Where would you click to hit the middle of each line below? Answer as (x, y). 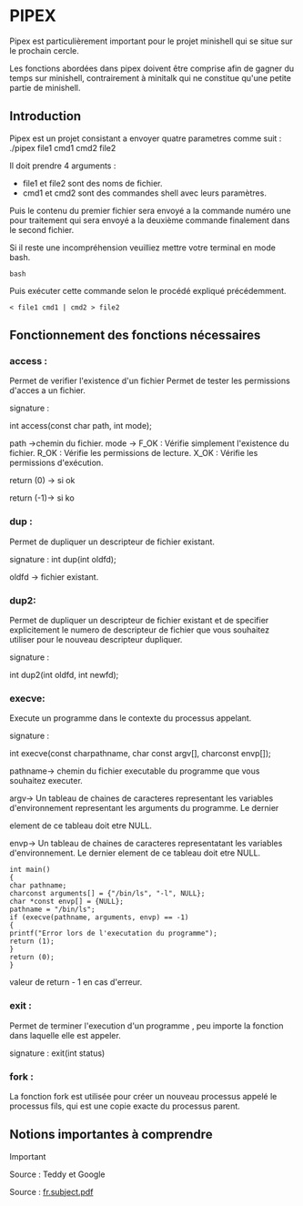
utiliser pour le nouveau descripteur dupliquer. (96, 640)
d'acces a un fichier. (48, 390)
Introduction (45, 116)
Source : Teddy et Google (57, 1174)
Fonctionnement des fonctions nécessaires (135, 335)
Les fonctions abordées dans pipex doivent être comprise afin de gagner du (152, 68)
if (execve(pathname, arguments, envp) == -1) (99, 917)
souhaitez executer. (46, 781)
